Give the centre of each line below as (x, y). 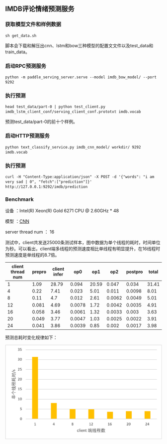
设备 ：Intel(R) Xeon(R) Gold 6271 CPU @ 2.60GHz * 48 (62, 211)
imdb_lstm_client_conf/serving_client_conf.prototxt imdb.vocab (73, 112)
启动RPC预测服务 (26, 66)
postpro (134, 272)
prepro (39, 272)
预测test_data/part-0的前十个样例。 (42, 122)
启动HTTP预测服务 (27, 136)
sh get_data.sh (21, 36)
